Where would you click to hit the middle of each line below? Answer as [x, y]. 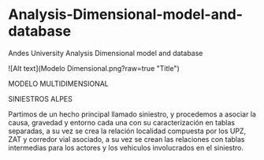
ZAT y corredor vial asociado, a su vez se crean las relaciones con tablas [127, 139]
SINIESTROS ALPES [40, 99]
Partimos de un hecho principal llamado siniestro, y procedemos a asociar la [132, 114]
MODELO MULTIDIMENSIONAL [58, 84]
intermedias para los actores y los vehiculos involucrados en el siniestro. [126, 147]
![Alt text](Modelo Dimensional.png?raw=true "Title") [94, 68]
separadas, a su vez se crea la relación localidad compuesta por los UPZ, [127, 131]
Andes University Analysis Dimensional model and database [106, 53]
